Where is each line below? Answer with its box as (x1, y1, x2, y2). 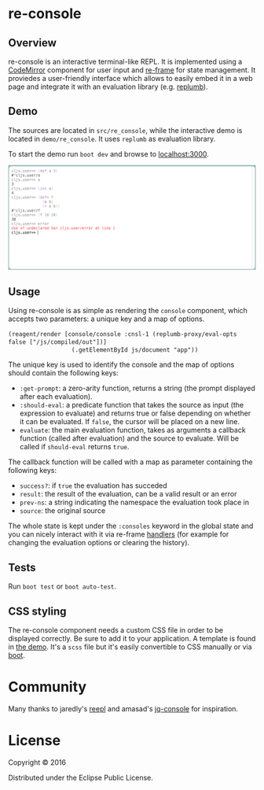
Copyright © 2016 (8, 757, 67, 767)
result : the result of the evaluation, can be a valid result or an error (19, 489, 237, 499)
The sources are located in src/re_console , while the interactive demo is (8, 125, 243, 135)
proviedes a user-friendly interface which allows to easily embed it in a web (8, 74, 253, 83)
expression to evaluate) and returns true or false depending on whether (19, 408, 251, 418)
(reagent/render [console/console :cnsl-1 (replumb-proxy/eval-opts (8, 330, 237, 338)
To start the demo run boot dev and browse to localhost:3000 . (8, 149, 210, 158)
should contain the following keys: (8, 368, 119, 378)
